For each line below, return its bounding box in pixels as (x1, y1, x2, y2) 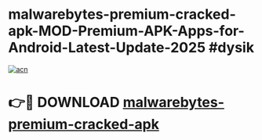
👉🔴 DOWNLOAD (8, 94, 120, 111)
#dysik (208, 39, 255, 56)
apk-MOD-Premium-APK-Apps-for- (8, 22, 245, 40)
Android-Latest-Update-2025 (8, 39, 206, 56)
